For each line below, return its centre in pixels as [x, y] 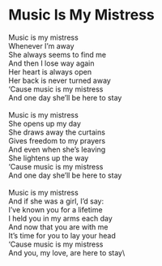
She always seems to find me [58, 54]
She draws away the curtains [57, 132]
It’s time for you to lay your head [62, 235]
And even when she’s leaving [57, 149]
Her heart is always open [50, 71]
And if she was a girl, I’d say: [56, 201]
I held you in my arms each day [61, 218]
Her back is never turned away [60, 80]
